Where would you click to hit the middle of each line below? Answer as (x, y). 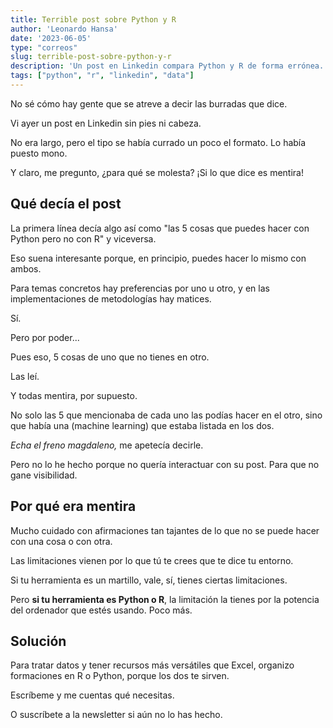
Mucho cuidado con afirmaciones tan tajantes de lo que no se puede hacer (165, 530)
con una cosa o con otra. (61, 541)
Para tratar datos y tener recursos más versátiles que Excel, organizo (152, 665)
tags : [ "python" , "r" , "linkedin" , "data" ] (102, 76)
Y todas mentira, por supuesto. (74, 395)
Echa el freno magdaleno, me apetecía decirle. (107, 445)
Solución (38, 641)
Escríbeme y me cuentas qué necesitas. (92, 695)
